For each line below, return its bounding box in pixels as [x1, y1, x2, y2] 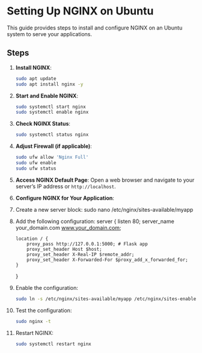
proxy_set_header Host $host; [26, 246, 102, 252]
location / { [15, 236, 49, 242]
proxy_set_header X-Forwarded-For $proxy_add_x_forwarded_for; [26, 257, 188, 263]
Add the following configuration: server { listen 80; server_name [15, 218, 175, 225]
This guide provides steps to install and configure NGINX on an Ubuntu [7, 24, 183, 31]
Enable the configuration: [15, 284, 79, 291]
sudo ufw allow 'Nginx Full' [15, 155, 89, 161]
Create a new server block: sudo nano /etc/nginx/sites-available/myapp [15, 206, 194, 213]
